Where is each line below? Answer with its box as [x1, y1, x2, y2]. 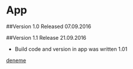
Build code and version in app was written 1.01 [14, 45, 128, 53]
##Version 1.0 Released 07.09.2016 [6, 23, 92, 30]
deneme [6, 57, 27, 64]
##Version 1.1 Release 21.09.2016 [6, 34, 87, 41]
